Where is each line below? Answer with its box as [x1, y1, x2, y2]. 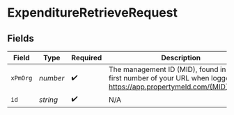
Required [71, 53, 102, 62]
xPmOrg [10, 74, 33, 82]
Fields [7, 33, 35, 44]
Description [161, 53, 201, 62]
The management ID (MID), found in [109, 64, 226, 74]
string [39, 95, 58, 105]
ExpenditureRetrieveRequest [7, 5, 178, 21]
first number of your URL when [109, 73, 210, 82]
